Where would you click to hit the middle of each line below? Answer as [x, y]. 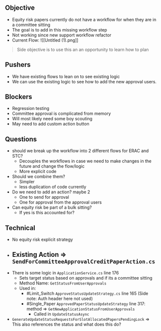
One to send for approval [44, 197]
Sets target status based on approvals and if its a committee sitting [86, 278]
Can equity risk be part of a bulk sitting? [52, 207]
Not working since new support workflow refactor [62, 35]
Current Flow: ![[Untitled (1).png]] [45, 40]
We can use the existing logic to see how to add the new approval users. [84, 81]
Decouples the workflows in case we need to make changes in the [85, 161]
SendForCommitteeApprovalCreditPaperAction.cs [84, 262]
